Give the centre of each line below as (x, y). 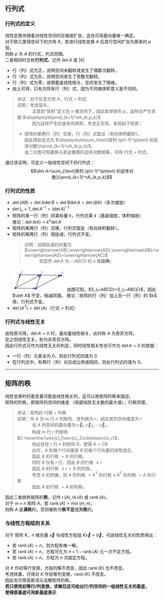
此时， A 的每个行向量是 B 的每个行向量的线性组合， (84, 450)
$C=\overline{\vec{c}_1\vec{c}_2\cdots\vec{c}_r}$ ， (69, 438)
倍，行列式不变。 (29, 302)
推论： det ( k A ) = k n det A (37, 222)
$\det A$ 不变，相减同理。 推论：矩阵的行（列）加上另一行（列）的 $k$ (84, 296)
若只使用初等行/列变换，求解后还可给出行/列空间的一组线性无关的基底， (77, 586)
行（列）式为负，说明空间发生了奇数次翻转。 (57, 76)
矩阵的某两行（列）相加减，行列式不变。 (53, 234)
